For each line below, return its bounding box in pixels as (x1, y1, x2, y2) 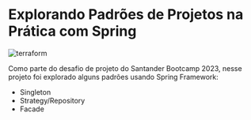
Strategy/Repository (19, 96, 86, 105)
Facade (19, 104, 45, 114)
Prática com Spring (8, 22, 137, 40)
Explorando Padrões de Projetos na (8, 6, 244, 24)
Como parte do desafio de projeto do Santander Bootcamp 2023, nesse (8, 63, 243, 73)
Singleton (19, 87, 51, 96)
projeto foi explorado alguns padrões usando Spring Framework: (8, 72, 219, 81)
